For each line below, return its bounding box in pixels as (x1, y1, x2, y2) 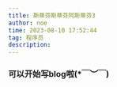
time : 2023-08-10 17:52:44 (8, 26, 97, 34)
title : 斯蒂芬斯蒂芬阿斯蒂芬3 (8, 11, 96, 20)
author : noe (8, 19, 47, 27)
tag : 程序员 (8, 33, 44, 42)
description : (8, 41, 51, 49)
